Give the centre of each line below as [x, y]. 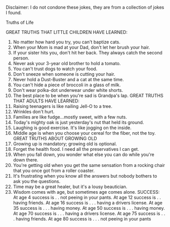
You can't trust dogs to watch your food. [55, 69]
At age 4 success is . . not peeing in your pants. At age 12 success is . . [87, 197]
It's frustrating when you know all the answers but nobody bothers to [85, 176]
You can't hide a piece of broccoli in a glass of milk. [67, 85]
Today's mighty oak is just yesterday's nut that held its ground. [78, 122]
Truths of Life [20, 22]
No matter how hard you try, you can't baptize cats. [67, 42]
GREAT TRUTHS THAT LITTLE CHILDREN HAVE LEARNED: [67, 32]
